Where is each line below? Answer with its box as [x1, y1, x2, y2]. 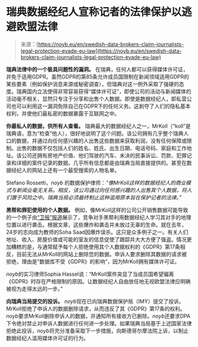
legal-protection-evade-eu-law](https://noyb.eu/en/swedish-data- [20, 47, 182, 54]
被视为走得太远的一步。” [6, 285, 63, 292]
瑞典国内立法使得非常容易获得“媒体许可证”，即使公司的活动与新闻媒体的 [16, 88, 192, 95]
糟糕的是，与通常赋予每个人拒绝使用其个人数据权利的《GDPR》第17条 [11, 243, 181, 250]
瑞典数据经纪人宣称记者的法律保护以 [6, 5, 182, 19]
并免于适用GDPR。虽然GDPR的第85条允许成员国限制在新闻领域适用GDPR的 [6, 73, 190, 80]
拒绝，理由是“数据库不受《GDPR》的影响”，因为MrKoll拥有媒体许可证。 [6, 257, 180, 265]
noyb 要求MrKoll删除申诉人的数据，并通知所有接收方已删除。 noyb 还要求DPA [6, 312, 190, 319]
